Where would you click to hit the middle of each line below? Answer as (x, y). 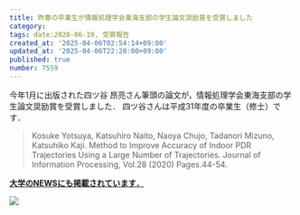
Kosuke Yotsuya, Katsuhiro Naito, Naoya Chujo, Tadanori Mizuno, (153, 136)
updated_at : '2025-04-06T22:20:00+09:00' (89, 51)
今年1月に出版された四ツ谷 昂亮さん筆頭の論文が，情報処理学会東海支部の (146, 95)
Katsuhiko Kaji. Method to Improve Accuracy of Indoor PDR (141, 145)
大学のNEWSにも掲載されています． (77, 182)
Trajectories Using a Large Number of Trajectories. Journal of (146, 154)
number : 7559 (34, 69)
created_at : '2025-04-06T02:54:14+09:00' (89, 43)
